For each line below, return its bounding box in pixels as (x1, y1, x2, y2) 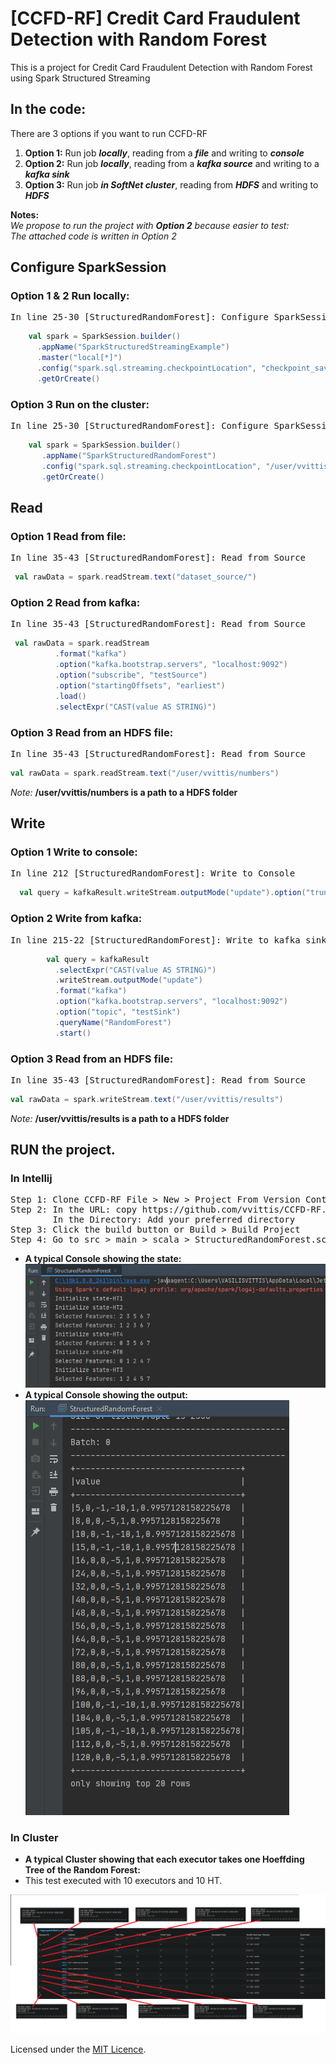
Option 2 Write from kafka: (10, 912, 143, 926)
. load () (54, 691, 87, 701)
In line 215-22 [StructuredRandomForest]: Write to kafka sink (10, 934, 327, 946)
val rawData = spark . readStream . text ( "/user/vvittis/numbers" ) (10, 768, 280, 778)
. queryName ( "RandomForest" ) (54, 1017, 172, 1027)
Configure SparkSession (10, 259, 167, 276)
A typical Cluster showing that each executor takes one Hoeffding (24, 1853, 305, 1866)
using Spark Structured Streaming (10, 72, 151, 84)
